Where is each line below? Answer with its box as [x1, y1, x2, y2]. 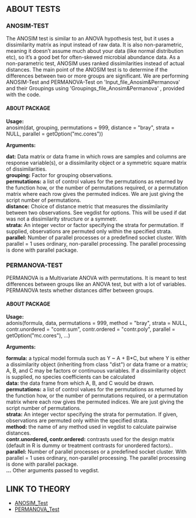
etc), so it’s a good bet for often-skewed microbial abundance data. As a [6, 54, 180, 61]
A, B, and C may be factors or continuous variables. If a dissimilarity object [6, 367, 186, 374]
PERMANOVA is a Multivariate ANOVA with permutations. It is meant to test [6, 274, 187, 281]
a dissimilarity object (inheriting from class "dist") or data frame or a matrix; [6, 361, 188, 368]
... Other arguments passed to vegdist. [6, 467, 99, 474]
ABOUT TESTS [6, 4, 61, 14]
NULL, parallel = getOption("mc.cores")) [6, 130, 104, 137]
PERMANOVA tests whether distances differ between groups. [6, 286, 154, 294]
